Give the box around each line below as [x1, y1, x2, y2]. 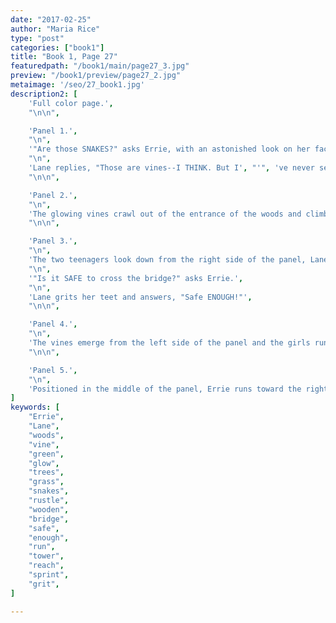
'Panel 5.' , [28, 365, 78, 375]
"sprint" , [28, 570, 70, 580]
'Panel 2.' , [28, 190, 78, 200]
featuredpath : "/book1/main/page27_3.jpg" [10, 61, 190, 71]
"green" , [28, 449, 65, 459]
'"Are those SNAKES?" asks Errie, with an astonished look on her [28, 144, 311, 155]
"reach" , [28, 561, 65, 571]
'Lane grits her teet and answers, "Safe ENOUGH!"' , [28, 292, 253, 302]
